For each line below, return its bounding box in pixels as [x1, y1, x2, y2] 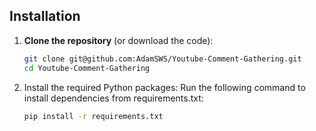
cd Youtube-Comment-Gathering [23, 63, 151, 73]
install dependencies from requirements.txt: [23, 92, 204, 104]
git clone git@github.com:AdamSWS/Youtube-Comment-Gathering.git [23, 54, 302, 64]
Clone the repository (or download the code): [23, 34, 214, 46]
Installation [9, 8, 81, 25]
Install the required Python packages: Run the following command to [23, 81, 306, 93]
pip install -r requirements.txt [23, 111, 164, 121]
